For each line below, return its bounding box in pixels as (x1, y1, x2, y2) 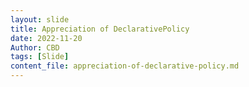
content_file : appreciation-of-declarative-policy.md (10, 61, 240, 71)
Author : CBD (10, 42, 60, 53)
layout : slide (10, 14, 70, 25)
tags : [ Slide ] (10, 52, 70, 62)
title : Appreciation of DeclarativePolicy (10, 24, 190, 34)
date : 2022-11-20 (10, 33, 83, 43)
